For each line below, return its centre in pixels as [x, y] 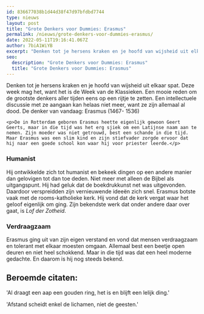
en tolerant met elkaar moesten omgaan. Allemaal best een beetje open [96, 246]
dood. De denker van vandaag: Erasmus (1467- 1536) [73, 111]
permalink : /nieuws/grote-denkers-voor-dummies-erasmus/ [80, 35]
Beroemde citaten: [42, 278]
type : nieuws [23, 18]
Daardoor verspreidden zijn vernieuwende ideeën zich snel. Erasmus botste [101, 191]
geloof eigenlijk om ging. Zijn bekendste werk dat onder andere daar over [98, 204]
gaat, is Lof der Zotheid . [36, 210]
